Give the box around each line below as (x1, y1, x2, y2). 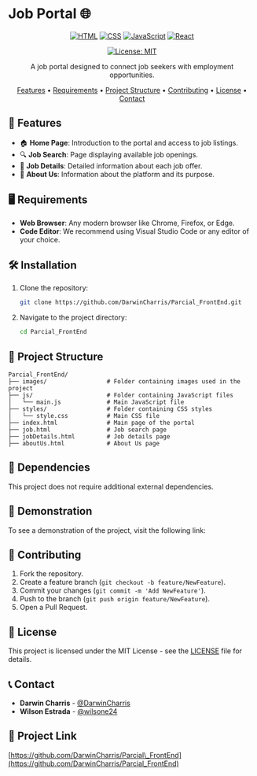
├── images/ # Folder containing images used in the (8, 377, 241, 386)
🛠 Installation (8, 258, 77, 272)
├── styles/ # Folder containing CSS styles (8, 405, 213, 413)
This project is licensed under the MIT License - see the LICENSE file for (8, 646, 242, 656)
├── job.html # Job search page (8, 426, 167, 434)
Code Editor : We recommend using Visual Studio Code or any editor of (19, 226, 250, 236)
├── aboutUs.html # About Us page (8, 439, 160, 447)
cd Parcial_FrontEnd (19, 328, 87, 336)
